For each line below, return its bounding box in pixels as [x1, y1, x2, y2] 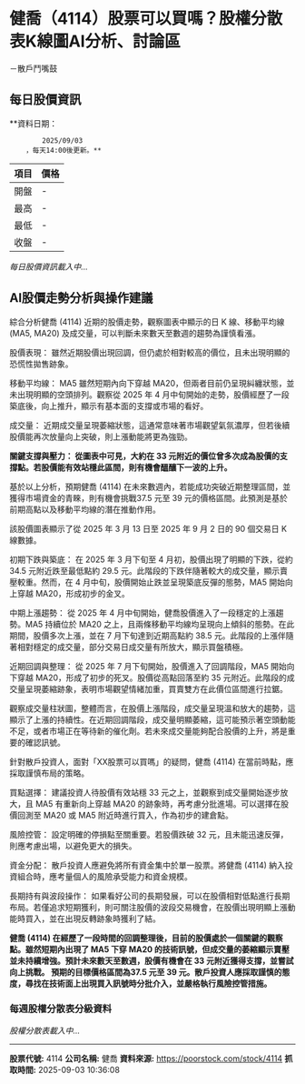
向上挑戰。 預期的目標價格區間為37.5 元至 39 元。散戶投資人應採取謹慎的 [9, 966, 283, 978]
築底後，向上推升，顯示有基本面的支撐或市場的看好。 [9, 400, 209, 411]
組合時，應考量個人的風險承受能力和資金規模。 [16, 870, 192, 882]
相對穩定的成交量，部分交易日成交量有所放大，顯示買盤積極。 [16, 641, 248, 652]
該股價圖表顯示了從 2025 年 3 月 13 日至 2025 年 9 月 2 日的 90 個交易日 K [9, 523, 288, 534]
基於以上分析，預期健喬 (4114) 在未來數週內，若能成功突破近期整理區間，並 [9, 481, 291, 492]
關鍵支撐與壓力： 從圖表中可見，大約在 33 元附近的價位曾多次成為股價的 [9, 450, 280, 461]
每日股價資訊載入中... [9, 261, 89, 272]
